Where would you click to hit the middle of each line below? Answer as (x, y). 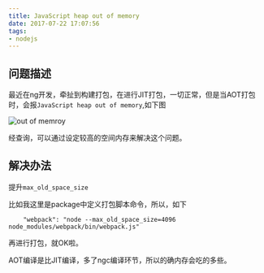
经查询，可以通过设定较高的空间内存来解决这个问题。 (97, 138)
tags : (17, 31)
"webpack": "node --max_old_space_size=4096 (100, 219)
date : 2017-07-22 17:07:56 (54, 24)
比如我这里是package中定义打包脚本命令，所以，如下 (97, 204)
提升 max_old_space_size (48, 187)
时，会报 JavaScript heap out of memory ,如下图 (87, 105)
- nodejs (23, 39)
